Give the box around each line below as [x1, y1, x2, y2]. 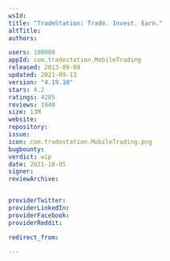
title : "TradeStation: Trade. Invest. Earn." [8, 19, 163, 27]
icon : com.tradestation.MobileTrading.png [8, 138, 152, 146]
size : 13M [8, 108, 42, 116]
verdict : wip [8, 153, 52, 161]
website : [8, 115, 38, 124]
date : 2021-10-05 [8, 160, 67, 168]
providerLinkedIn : [8, 204, 70, 212]
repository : [8, 123, 48, 131]
